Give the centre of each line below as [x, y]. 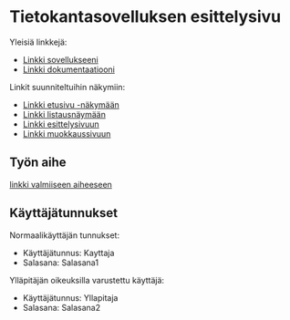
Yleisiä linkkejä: [38, 42]
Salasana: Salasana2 [62, 307]
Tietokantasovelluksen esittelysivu [145, 17]
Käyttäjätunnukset [64, 213]
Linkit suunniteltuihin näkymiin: [67, 87]
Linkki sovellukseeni [60, 59]
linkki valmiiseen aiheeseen [61, 184]
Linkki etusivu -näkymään [71, 104]
